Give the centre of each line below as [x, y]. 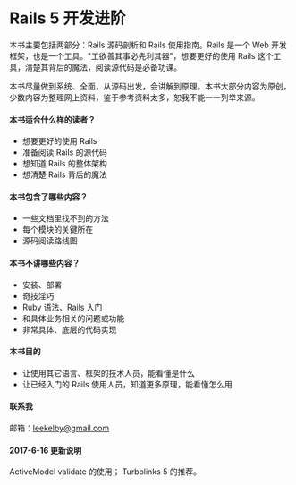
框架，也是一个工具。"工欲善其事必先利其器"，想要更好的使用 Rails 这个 [141, 55]
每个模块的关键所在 [58, 230]
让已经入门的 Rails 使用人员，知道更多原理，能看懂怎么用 [127, 384]
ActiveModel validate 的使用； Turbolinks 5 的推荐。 [105, 472]
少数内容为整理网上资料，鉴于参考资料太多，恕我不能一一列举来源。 [135, 97]
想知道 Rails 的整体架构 [64, 164]
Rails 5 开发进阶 [68, 18]
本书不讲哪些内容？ [45, 263]
